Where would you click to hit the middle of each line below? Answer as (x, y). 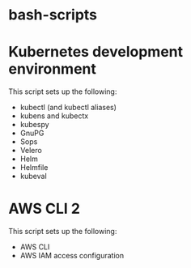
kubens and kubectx (54, 116)
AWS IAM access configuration (72, 256)
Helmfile (34, 168)
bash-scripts (53, 15)
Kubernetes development (96, 52)
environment (53, 69)
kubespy (35, 125)
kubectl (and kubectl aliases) (68, 108)
